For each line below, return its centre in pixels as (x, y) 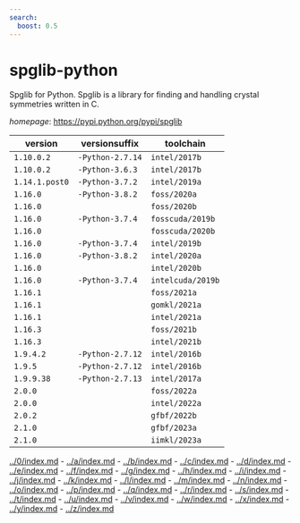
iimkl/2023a (176, 440)
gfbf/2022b (174, 416)
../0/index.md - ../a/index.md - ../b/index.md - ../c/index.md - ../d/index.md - (150, 461)
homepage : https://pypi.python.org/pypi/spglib (96, 122)
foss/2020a (174, 194)
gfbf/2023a (174, 428)
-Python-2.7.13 (110, 379)
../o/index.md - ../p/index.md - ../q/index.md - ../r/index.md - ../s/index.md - (149, 490)
